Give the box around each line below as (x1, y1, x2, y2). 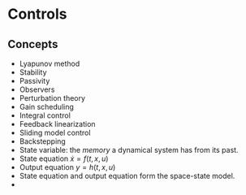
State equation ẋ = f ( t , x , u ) (19, 154, 109, 163)
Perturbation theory (19, 93, 86, 102)
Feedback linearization (19, 119, 96, 128)
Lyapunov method (19, 58, 80, 68)
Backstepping (19, 136, 66, 146)
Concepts (7, 37, 58, 51)
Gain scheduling (19, 102, 75, 111)
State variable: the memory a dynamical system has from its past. (19, 145, 239, 154)
